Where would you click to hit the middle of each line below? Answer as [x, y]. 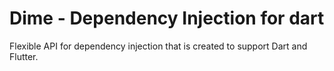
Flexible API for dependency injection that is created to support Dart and [158, 46]
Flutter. [24, 56]
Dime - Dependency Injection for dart [167, 18]
